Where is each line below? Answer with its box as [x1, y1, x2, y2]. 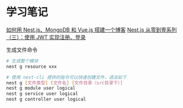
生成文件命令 [6, 46, 37, 53]
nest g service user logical [6, 91, 78, 97]
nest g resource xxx [6, 63, 58, 69]
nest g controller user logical [6, 96, 86, 103]
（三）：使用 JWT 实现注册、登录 [6, 33, 86, 40]
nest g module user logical [6, 85, 76, 91]
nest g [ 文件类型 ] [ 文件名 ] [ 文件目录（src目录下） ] [6, 80, 123, 86]
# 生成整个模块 [6, 58, 39, 64]
